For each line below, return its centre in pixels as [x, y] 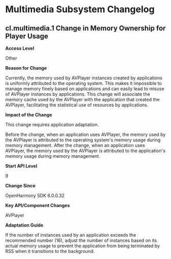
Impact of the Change [29, 115]
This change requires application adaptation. [52, 125]
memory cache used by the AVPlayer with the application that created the [82, 99]
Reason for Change [26, 68]
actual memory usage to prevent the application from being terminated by [83, 246]
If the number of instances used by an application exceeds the [71, 235]
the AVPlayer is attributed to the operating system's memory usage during [83, 140]
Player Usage [27, 36]
